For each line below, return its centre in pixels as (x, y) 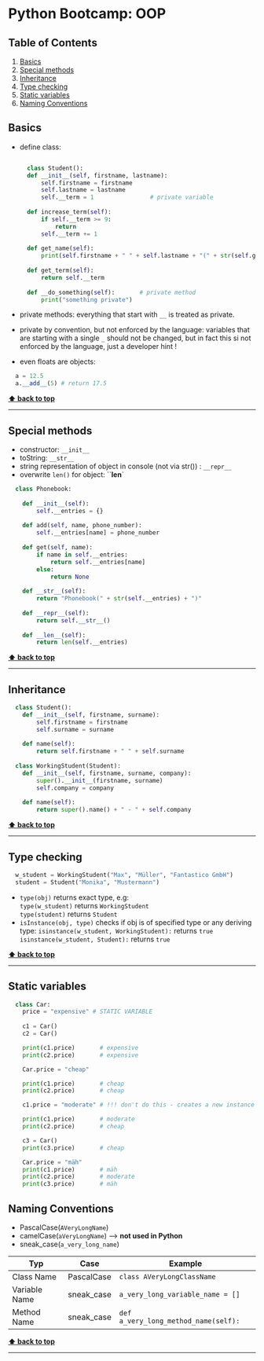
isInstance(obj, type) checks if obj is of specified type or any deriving (136, 922)
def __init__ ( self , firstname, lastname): (97, 175)
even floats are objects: (57, 361)
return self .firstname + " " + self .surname (110, 751)
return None (70, 577)
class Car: (33, 1004)
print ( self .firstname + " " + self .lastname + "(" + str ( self (145, 256)
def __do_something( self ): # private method (112, 292)
